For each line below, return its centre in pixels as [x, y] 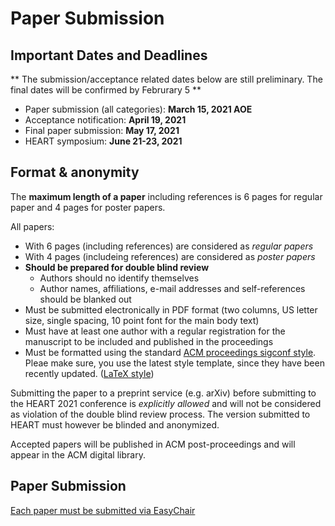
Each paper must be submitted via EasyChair [103, 510]
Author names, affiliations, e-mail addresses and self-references [172, 288]
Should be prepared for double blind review [117, 267]
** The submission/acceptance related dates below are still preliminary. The [166, 79]
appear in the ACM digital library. [78, 454]
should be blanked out [85, 299]
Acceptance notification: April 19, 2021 [105, 120]
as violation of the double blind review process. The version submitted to [160, 414]
